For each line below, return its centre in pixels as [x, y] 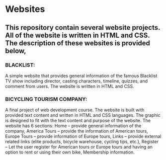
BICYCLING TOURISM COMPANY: [46, 99]
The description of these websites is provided [78, 43]
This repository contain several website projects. [83, 28]
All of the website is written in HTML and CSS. [78, 35]
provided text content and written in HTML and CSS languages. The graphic [83, 115]
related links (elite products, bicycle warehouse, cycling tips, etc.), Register [82, 142]
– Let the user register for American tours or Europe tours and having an [79, 147]
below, [16, 51]
